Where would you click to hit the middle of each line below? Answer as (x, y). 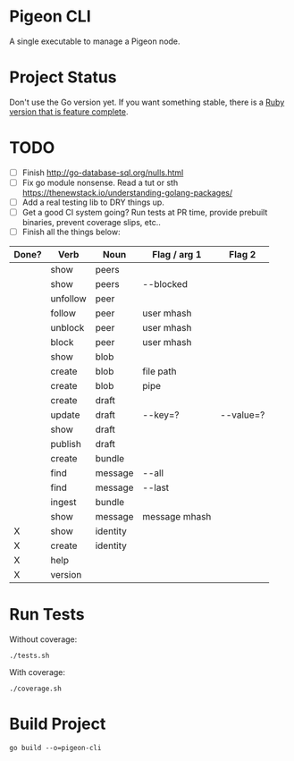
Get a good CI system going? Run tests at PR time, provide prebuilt (145, 212)
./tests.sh (29, 656)
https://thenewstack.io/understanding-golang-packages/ (127, 192)
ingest (63, 503)
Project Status (63, 77)
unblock (67, 328)
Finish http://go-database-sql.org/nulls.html (103, 173)
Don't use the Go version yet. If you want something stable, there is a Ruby (147, 102)
